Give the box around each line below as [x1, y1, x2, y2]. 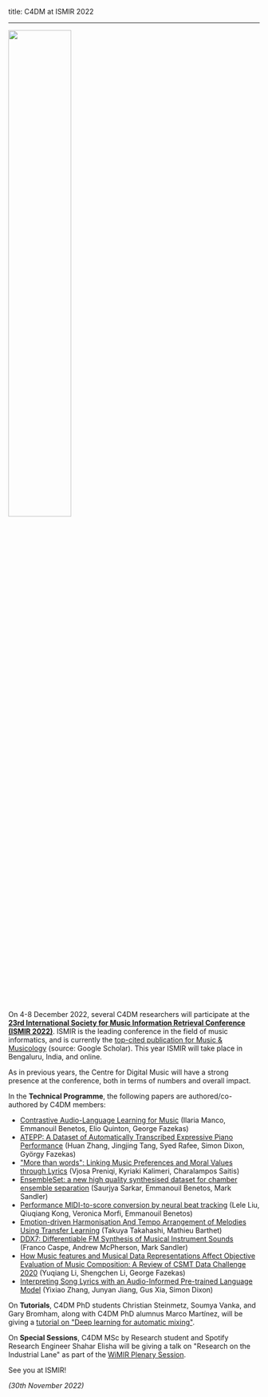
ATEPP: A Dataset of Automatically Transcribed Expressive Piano [19, 1133, 234, 1142]
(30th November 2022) [8, 1381, 85, 1390]
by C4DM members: [39, 1100, 106, 1109]
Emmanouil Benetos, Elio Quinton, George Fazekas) [19, 1124, 189, 1133]
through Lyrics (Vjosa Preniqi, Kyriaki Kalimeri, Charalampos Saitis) [19, 1166, 240, 1176]
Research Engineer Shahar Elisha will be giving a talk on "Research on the [8, 1341, 251, 1351]
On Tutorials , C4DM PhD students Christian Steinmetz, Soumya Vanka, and [8, 1300, 257, 1310]
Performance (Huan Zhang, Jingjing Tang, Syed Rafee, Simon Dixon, [19, 1141, 245, 1150]
